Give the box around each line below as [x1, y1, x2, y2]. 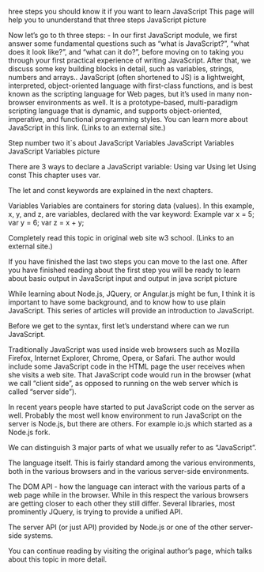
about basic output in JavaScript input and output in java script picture [8, 274, 238, 283]
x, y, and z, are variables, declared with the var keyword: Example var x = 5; [8, 210, 255, 218]
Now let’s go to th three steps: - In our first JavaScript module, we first [8, 31, 237, 40]
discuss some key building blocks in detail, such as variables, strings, [8, 64, 235, 74]
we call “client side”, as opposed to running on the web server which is [8, 379, 239, 388]
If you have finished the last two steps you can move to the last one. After [8, 257, 248, 266]
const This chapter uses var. [8, 170, 101, 180]
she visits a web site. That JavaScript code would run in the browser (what [8, 370, 251, 379]
